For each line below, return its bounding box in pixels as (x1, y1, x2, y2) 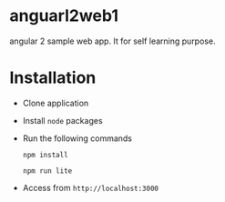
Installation (9, 67, 97, 88)
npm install (22, 150, 68, 159)
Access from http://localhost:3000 (22, 182, 159, 193)
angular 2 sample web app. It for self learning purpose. (9, 35, 216, 46)
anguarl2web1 (9, 5, 119, 26)
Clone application (22, 97, 89, 108)
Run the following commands (22, 133, 132, 144)
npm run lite (22, 166, 73, 176)
